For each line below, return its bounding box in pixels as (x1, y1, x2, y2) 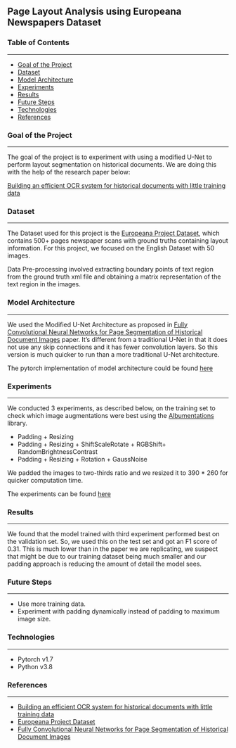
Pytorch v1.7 (17, 654, 54, 664)
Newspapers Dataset (7, 17, 102, 29)
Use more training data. (17, 600, 86, 608)
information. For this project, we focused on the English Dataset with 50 (7, 244, 215, 253)
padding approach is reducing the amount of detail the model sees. (7, 559, 202, 569)
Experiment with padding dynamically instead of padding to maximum (17, 607, 220, 616)
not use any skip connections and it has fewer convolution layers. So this (7, 343, 218, 351)
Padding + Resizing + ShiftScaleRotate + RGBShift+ (17, 440, 166, 448)
